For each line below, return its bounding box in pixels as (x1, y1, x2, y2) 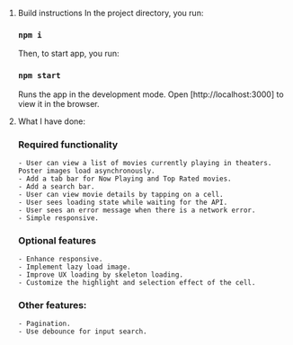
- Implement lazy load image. (17, 262, 132, 272)
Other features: (17, 299, 87, 312)
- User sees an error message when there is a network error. (17, 206, 256, 215)
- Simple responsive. (17, 213, 99, 223)
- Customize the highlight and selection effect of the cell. (17, 279, 256, 287)
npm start (17, 71, 61, 81)
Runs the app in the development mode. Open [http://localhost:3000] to (17, 89, 285, 100)
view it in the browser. (17, 98, 101, 109)
